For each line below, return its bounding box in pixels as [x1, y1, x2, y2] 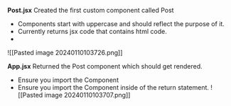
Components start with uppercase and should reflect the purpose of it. [17, 20, 225, 28]
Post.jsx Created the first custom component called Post [7, 6, 174, 14]
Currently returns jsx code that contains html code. [17, 28, 167, 35]
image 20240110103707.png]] [44, 91, 131, 99]
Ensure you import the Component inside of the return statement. [17, 83, 210, 91]
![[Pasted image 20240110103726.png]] [7, 49, 123, 57]
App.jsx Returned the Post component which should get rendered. [7, 62, 203, 70]
